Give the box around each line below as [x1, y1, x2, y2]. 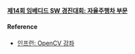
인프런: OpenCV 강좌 [17, 39, 74, 47]
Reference [7, 23, 38, 31]
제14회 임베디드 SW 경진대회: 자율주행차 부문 [7, 6, 128, 15]
